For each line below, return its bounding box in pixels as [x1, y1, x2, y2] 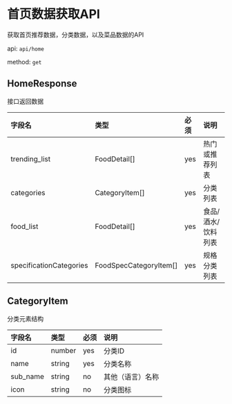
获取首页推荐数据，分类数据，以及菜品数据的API [7, 30, 144, 39]
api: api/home [7, 44, 45, 53]
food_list [10, 221, 39, 231]
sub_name [10, 371, 45, 381]
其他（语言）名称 [103, 371, 159, 381]
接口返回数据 [7, 97, 43, 105]
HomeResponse [7, 77, 77, 90]
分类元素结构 [7, 314, 43, 322]
